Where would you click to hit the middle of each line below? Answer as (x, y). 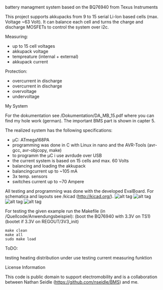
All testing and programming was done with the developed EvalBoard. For (80, 191)
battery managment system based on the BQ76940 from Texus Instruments (81, 7)
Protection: (16, 71)
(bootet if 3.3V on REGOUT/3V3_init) (42, 221)
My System (16, 106)
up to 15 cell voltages (34, 46)
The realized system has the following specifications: (59, 130)
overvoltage (24, 91)
